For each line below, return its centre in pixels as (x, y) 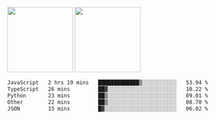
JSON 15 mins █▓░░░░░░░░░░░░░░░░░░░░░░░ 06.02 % (108, 109)
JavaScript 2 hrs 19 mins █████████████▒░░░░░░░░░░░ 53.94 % (108, 83)
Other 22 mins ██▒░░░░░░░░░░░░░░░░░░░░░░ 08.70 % (108, 102)
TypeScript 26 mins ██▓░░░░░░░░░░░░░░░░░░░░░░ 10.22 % (108, 89)
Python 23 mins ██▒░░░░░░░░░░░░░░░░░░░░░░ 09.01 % (108, 95)
